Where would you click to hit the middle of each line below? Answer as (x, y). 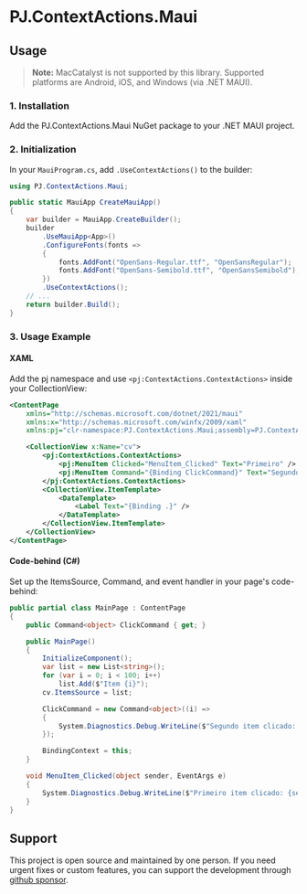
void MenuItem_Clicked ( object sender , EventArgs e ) (126, 776)
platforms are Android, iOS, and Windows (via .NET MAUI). (142, 82)
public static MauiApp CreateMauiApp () (85, 203)
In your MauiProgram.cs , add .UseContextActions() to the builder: (131, 169)
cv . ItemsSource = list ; (87, 692)
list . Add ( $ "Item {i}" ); (103, 684)
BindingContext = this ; (87, 751)
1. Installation (40, 105)
